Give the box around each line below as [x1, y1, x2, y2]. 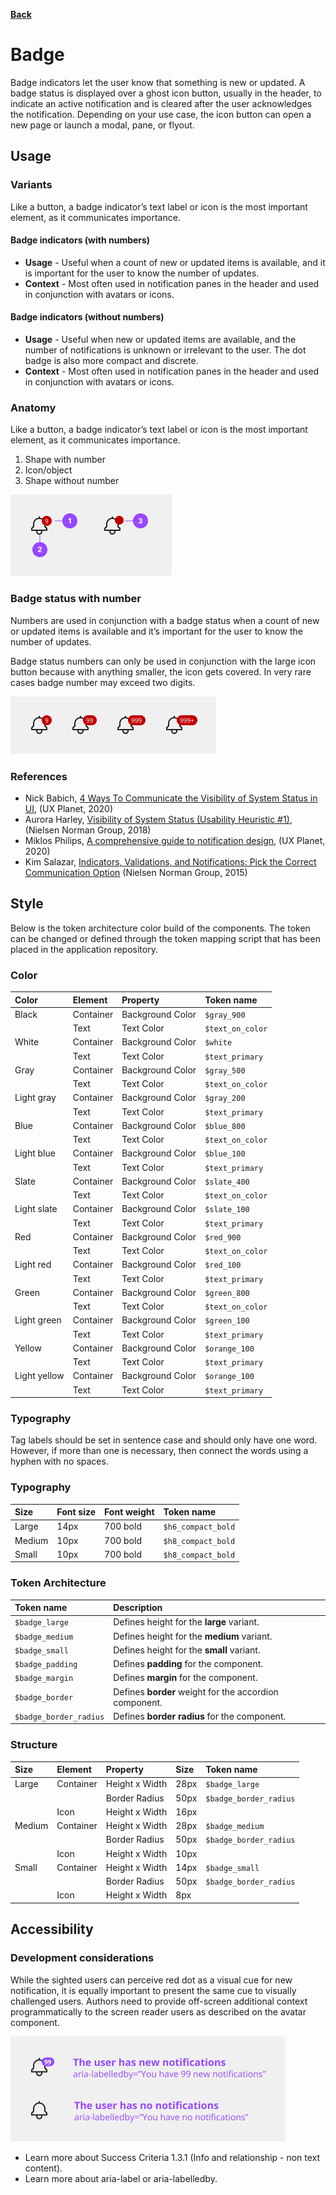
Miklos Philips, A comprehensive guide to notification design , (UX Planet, [24, 834, 326, 846]
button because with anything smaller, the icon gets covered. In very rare [10, 665, 312, 678]
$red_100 [204, 1260, 242, 1271]
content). [24, 2162, 63, 2174]
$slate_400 [204, 1177, 250, 1187]
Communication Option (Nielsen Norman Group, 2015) [24, 866, 248, 878]
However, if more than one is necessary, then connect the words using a [10, 1445, 309, 1457]
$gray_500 [204, 1065, 246, 1076]
